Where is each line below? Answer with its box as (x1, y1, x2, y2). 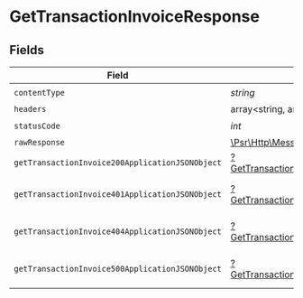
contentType (14, 88, 66, 98)
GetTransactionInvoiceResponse (9, 6, 260, 27)
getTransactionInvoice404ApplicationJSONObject (14, 227, 223, 237)
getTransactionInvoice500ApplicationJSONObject (14, 264, 223, 274)
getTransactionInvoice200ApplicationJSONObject (14, 158, 223, 168)
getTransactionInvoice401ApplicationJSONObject (14, 190, 223, 200)
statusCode (14, 120, 60, 131)
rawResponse (14, 137, 66, 147)
